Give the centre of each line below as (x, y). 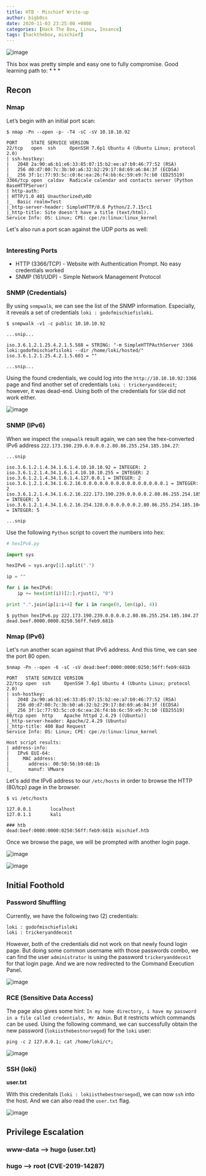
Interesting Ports (32, 250)
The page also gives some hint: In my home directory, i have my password (101, 1011)
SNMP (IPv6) (26, 426)
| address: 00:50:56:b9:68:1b (53, 764)
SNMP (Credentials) (37, 293)
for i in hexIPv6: (30, 588)
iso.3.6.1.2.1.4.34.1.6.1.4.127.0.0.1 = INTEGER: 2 (74, 478)
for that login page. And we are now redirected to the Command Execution (100, 963)
